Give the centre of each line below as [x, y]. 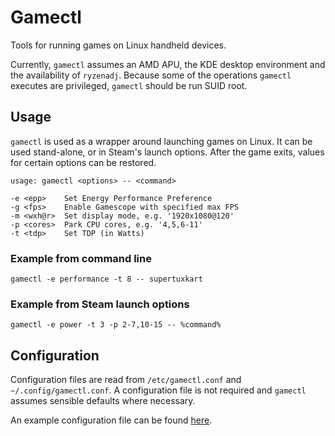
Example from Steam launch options [100, 304]
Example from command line [81, 258]
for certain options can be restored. [83, 162]
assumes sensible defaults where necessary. [103, 401]
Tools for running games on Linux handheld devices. [118, 45]
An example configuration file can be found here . [111, 420]
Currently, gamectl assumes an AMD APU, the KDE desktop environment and [168, 64]
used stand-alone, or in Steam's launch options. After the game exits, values [167, 152]
